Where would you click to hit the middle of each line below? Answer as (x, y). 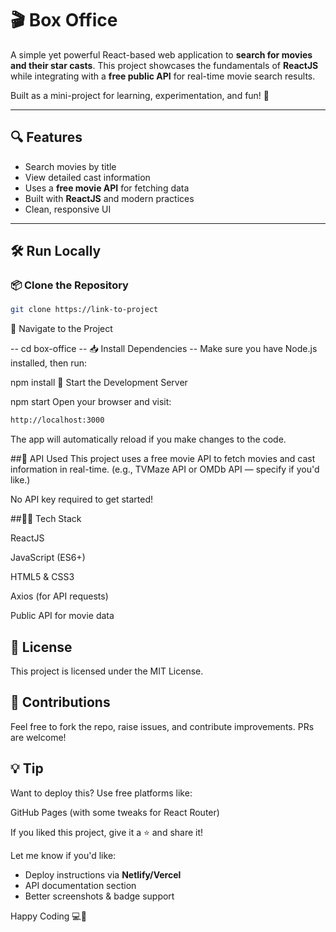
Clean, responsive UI (68, 209)
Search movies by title (70, 166)
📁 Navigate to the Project (61, 329)
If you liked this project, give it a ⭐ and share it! (107, 832)
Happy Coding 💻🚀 (48, 916)
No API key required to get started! (82, 499)
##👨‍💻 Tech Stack (46, 519)
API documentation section (80, 885)
